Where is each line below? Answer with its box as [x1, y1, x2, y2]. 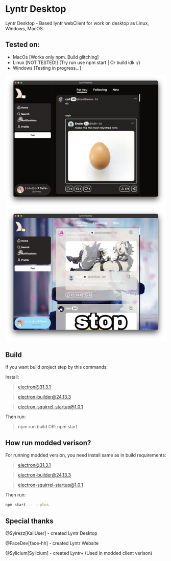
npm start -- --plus [5, 503, 50, 508]
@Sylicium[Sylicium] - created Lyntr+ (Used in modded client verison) [5, 550, 153, 556]
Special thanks [5, 516, 54, 525]
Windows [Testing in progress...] [12, 65, 82, 71]
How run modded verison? [5, 439, 91, 447]
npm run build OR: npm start [17, 424, 78, 430]
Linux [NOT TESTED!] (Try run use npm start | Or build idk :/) [12, 59, 140, 66]
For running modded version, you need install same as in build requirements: [5, 452, 166, 459]
